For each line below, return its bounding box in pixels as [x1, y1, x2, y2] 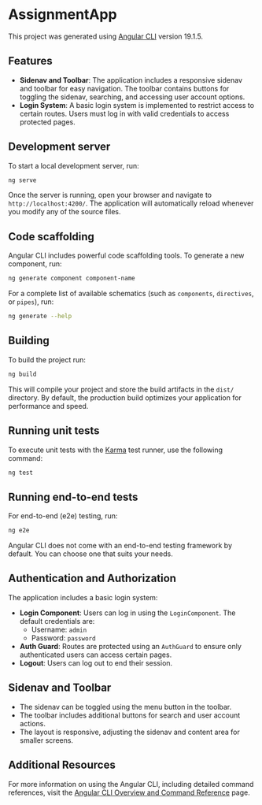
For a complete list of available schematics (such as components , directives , [8, 289, 254, 299]
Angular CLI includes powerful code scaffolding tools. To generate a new [8, 250, 245, 261]
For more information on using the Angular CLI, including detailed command [8, 779, 254, 788]
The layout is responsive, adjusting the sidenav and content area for [19, 727, 240, 736]
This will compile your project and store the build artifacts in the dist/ [8, 384, 234, 394]
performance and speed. [8, 401, 89, 410]
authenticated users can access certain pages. [19, 650, 172, 659]
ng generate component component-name [8, 274, 135, 283]
